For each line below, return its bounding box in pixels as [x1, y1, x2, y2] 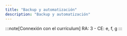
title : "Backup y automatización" [5, 7, 77, 12]
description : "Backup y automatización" [5, 12, 91, 17]
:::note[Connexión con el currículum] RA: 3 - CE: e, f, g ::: [5, 25, 122, 31]
